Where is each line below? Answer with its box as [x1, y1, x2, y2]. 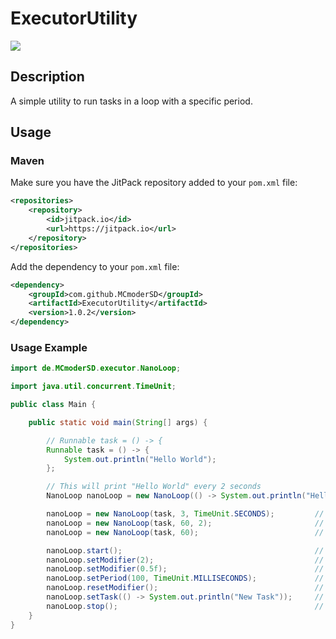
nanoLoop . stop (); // [46, 601, 325, 611]
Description [10, 68, 85, 86]
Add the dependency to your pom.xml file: [10, 260, 180, 272]
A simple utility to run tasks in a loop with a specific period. [10, 95, 253, 107]
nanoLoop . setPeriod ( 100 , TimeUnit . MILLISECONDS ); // [46, 573, 325, 584]
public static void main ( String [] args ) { [28, 417, 208, 427]
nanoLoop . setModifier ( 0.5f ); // [46, 564, 325, 574]
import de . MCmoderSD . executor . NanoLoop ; [10, 363, 182, 374]
